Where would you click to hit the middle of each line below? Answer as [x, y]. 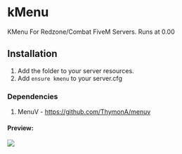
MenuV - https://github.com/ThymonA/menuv [84, 112]
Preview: [20, 128]
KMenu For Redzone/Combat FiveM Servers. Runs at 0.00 [91, 32]
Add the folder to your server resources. [76, 70]
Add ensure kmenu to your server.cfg [70, 78]
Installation [32, 54]
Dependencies [33, 96]
